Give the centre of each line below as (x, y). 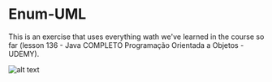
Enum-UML (47, 14)
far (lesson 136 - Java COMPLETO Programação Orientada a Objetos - (126, 45)
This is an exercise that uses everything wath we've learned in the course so (136, 37)
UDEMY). (24, 54)
